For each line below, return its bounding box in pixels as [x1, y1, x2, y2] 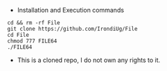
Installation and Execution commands [17, 6, 125, 14]
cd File [7, 31, 30, 38]
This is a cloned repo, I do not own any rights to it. [17, 56, 161, 64]
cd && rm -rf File [7, 19, 60, 26]
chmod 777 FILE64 [7, 38, 58, 45]
